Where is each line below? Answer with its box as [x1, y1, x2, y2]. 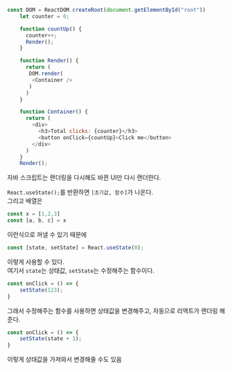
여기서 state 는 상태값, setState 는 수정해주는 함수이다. [7, 266, 154, 274]
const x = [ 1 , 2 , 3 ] [7, 211, 60, 218]
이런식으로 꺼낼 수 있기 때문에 [7, 231, 87, 238]
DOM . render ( [28, 70, 64, 77]
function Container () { [19, 108, 89, 116]
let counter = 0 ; [19, 12, 70, 20]
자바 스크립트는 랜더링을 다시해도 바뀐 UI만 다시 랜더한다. [7, 173, 161, 182]
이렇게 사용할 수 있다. [7, 257, 64, 266]
